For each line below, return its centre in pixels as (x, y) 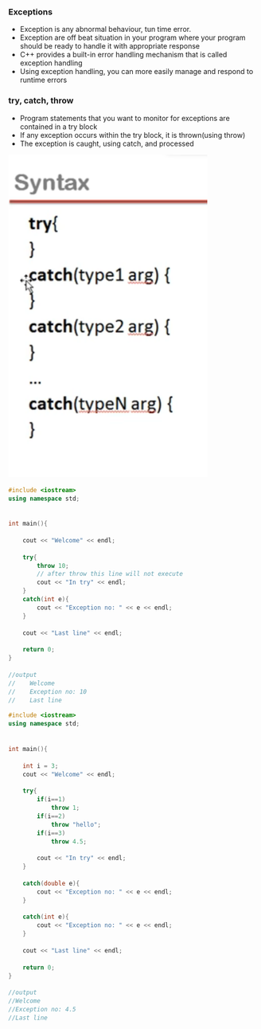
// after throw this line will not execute (110, 574)
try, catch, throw (41, 100)
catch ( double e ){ (51, 883)
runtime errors (43, 80)
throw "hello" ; (76, 824)
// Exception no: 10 (48, 691)
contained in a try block (58, 127)
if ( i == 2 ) (51, 816)
